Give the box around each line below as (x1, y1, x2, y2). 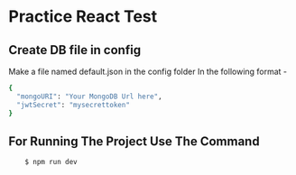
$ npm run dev (24, 158, 78, 167)
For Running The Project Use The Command (8, 134, 260, 149)
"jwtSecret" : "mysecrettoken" (16, 100, 130, 109)
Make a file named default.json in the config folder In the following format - (8, 66, 288, 77)
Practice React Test (8, 6, 158, 27)
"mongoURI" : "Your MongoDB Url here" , (16, 92, 163, 101)
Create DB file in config (8, 42, 142, 58)
